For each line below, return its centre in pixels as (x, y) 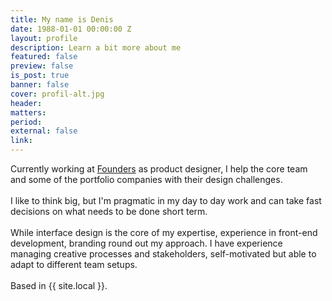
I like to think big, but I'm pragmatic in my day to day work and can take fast (166, 200)
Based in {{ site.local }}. (59, 285)
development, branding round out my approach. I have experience (146, 243)
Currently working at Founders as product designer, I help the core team (159, 169)
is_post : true (40, 76)
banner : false (40, 85)
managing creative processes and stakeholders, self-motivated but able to (163, 254)
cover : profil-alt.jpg (57, 94)
